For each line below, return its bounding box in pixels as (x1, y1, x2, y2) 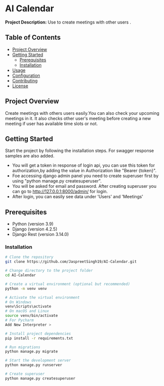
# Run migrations (5, 344, 41, 350)
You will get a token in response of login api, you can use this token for (12, 162, 155, 168)
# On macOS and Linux (5, 309, 49, 314)
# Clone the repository (5, 255, 54, 260)
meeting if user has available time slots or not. (5, 121, 98, 127)
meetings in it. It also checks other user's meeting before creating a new (5, 115, 151, 121)
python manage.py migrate (5, 349, 58, 354)
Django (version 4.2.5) (12, 226, 58, 232)
